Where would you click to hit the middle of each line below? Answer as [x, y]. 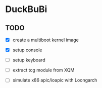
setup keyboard [29, 60]
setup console [27, 50]
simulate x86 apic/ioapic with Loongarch [55, 80]
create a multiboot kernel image [46, 40]
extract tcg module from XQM [43, 70]
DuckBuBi [26, 9]
